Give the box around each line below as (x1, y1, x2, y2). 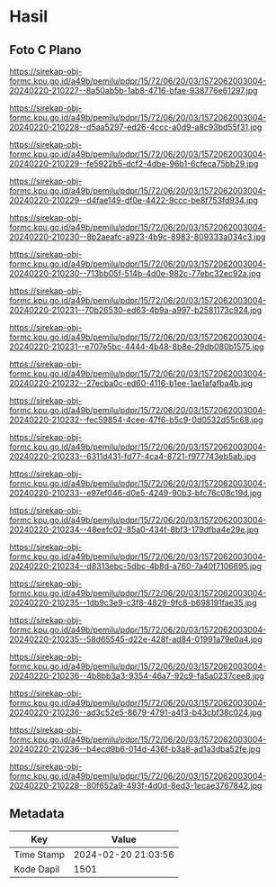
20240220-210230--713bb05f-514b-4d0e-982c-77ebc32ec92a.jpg (9, 268, 262, 278)
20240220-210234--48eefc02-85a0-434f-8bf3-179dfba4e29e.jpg (9, 524, 259, 535)
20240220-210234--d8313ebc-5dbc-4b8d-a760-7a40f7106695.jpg (9, 561, 263, 571)
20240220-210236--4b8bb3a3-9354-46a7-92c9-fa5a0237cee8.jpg (9, 671, 265, 681)
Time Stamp (13, 848, 66, 861)
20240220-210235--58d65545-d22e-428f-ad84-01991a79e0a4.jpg (9, 634, 263, 645)
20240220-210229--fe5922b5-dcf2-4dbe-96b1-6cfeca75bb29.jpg (9, 158, 259, 168)
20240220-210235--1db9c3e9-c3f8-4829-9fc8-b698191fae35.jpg (9, 597, 257, 608)
